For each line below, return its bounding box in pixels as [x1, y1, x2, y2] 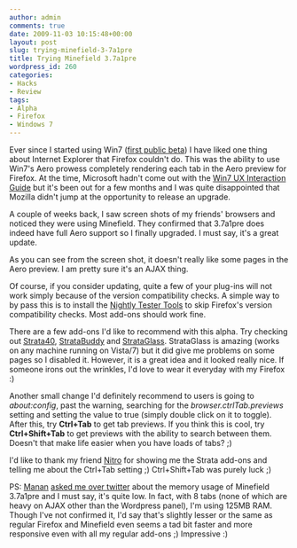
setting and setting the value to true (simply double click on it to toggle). [9, 410, 272, 419]
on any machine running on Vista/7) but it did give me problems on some [9, 345, 275, 356]
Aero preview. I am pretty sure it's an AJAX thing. [9, 263, 189, 274]
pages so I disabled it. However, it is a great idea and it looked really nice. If [9, 355, 285, 364]
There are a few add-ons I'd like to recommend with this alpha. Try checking [9, 326, 288, 337]
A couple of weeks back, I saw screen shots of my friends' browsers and [9, 209, 276, 219]
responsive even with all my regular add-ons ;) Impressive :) [9, 528, 229, 539]
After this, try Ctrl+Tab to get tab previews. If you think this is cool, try [9, 419, 265, 429]
